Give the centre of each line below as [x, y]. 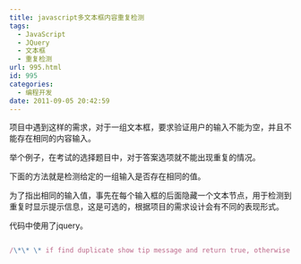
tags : [19, 26]
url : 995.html [36, 68]
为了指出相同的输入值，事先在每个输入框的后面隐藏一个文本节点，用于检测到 [150, 196]
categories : [31, 84]
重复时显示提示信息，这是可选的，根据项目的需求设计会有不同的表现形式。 [146, 207]
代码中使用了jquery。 [48, 226]
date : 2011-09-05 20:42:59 [60, 101]
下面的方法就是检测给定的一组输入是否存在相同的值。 [107, 176]
